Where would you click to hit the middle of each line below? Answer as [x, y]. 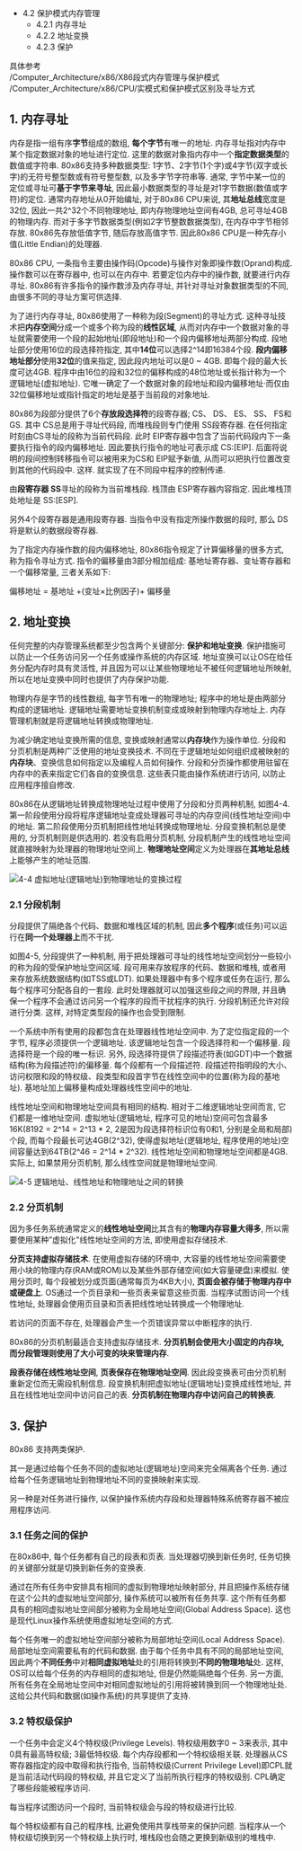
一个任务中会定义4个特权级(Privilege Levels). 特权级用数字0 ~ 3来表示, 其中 [149, 1742]
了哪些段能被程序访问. [50, 1787]
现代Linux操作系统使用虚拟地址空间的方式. [95, 1621]
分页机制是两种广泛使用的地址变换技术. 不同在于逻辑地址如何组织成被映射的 [149, 751]
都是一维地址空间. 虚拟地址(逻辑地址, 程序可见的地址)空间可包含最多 [142, 1118]
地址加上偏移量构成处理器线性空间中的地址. [113, 1087]
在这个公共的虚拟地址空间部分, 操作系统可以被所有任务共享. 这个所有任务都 [147, 1599]
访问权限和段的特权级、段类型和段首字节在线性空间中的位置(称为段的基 [141, 1076]
